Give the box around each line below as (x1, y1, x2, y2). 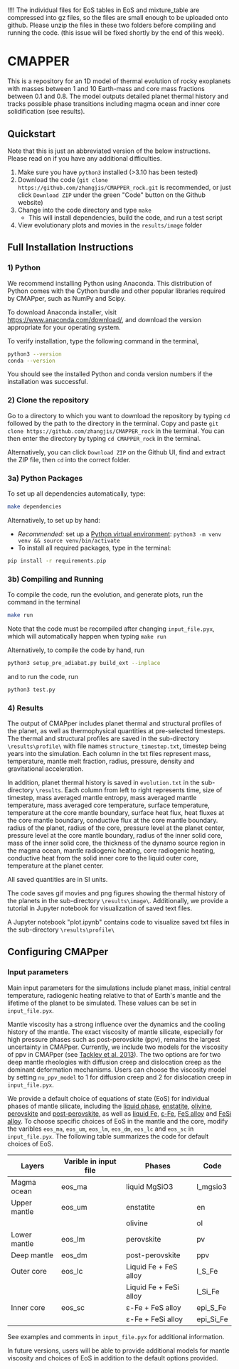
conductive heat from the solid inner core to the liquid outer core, (7, 853, 199, 862)
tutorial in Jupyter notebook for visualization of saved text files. (7, 904, 193, 912)
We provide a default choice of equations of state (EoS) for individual (7, 1094, 210, 1102)
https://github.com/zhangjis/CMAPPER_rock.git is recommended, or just (17, 183, 231, 191)
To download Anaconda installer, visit (7, 308, 117, 316)
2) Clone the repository (7, 395, 90, 405)
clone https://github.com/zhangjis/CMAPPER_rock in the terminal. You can (7, 426, 225, 435)
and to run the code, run (7, 672, 79, 681)
